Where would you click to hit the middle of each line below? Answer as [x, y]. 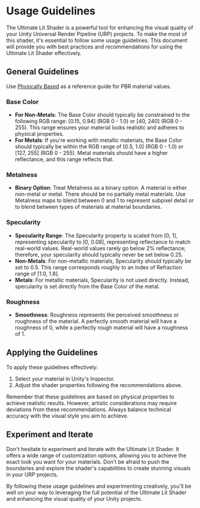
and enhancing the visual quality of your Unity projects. [74, 498]
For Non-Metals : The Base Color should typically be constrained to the [102, 115]
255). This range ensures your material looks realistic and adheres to [99, 127]
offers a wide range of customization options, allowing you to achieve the [96, 455]
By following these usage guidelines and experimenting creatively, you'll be [99, 486]
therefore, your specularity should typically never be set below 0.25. [99, 254]
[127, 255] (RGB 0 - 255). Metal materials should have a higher [91, 153]
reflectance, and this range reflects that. [64, 159]
